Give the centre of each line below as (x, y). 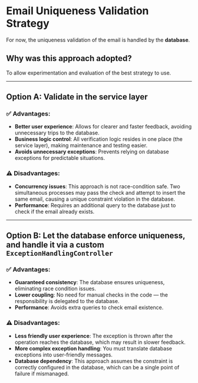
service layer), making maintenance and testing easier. (81, 146)
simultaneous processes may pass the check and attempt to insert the (100, 192)
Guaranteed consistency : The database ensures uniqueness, (90, 282)
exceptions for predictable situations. (60, 158)
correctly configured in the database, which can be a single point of (97, 367)
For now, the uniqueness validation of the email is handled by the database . (98, 40)
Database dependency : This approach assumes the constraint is (94, 361)
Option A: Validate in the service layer (77, 97)
